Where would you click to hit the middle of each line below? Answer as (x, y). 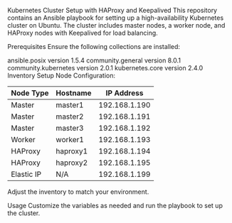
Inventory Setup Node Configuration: (62, 75)
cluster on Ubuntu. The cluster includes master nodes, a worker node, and (116, 25)
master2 (70, 116)
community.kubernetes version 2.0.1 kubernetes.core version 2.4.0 (105, 68)
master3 (70, 128)
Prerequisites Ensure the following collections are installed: (94, 47)
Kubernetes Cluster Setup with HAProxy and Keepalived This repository (112, 10)
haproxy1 (72, 151)
